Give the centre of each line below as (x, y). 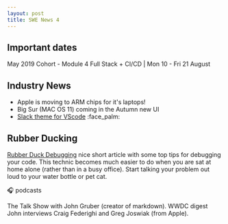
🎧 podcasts (25, 190)
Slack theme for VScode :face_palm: (68, 116)
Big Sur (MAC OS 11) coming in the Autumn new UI (88, 110)
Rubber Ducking (42, 138)
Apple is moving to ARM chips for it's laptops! (81, 102)
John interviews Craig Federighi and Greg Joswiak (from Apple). (98, 213)
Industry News (39, 85)
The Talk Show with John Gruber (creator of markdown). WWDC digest (107, 206)
